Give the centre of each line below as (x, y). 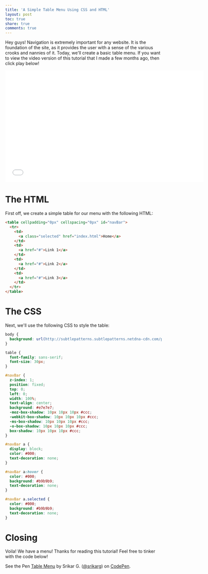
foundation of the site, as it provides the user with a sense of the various (79, 48)
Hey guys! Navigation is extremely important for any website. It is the (76, 42)
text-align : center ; (31, 403)
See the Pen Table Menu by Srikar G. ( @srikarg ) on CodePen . (68, 566)
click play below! (22, 64)
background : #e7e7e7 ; (32, 408)
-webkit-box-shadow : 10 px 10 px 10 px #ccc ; (54, 417)
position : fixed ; (28, 385)
